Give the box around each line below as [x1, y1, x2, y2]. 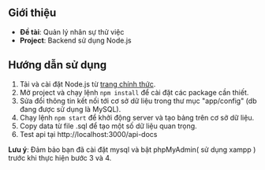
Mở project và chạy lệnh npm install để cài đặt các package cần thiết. [19, 87, 249, 97]
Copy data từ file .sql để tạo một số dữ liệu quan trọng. [19, 121, 197, 131]
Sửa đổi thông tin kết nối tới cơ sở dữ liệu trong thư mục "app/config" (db [19, 96, 257, 105]
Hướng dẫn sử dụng [8, 58, 107, 72]
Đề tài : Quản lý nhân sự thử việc [19, 27, 125, 36]
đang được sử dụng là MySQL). [19, 104, 121, 113]
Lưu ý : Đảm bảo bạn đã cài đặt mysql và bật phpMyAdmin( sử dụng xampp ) [8, 145, 256, 154]
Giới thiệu [8, 6, 57, 20]
